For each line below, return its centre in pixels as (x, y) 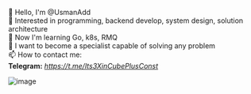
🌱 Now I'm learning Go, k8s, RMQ (63, 37)
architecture (28, 29)
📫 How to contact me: (45, 55)
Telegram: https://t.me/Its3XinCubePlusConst (83, 66)
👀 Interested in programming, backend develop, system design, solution (126, 21)
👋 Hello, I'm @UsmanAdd (50, 12)
